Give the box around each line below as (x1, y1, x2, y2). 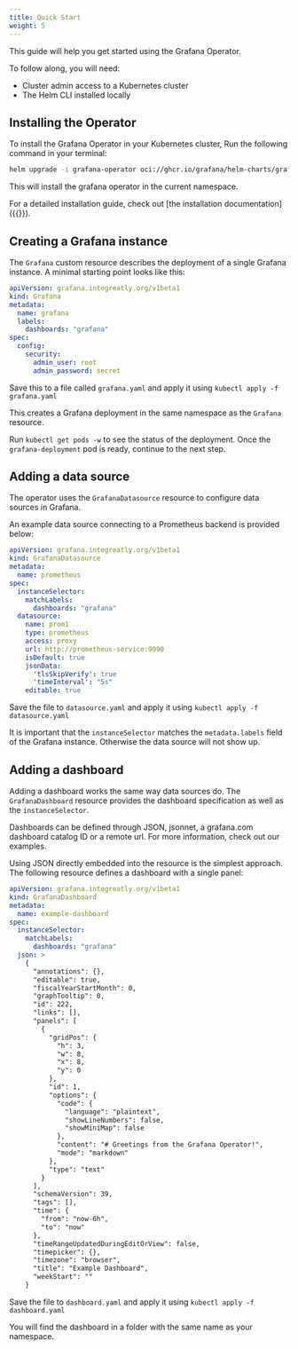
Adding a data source (9, 469, 130, 485)
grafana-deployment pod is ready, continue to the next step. (9, 443, 226, 454)
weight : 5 (9, 21, 46, 30)
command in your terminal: (9, 148, 107, 159)
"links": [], (32, 1008, 82, 1017)
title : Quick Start (9, 12, 82, 22)
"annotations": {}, (32, 966, 105, 976)
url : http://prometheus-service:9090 (25, 644, 165, 653)
